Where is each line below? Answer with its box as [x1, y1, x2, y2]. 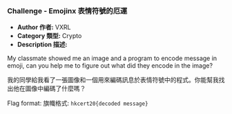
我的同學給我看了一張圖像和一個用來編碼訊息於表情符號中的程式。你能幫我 [7, 76, 219, 84]
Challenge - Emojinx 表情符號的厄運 [7, 6, 128, 15]
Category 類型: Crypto [17, 32, 82, 40]
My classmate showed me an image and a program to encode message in [7, 54, 217, 63]
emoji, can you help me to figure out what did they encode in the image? [7, 61, 213, 70]
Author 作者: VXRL [17, 23, 71, 32]
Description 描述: [17, 40, 68, 49]
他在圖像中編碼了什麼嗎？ [12, 84, 86, 93]
